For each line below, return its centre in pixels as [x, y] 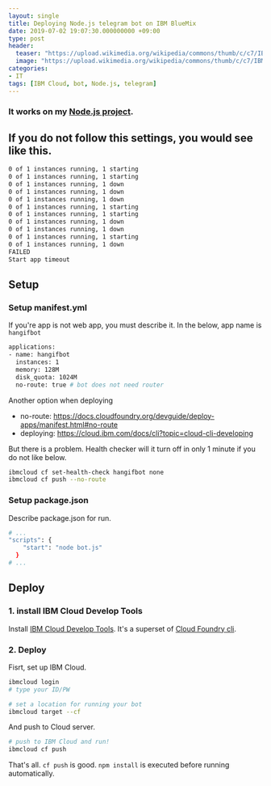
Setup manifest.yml [48, 307]
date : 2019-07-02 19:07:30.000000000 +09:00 [84, 31]
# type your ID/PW [39, 689]
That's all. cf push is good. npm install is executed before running [119, 765]
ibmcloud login [34, 682]
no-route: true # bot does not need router [90, 385]
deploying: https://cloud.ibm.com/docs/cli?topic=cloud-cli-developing [137, 433]
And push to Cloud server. [52, 727]
